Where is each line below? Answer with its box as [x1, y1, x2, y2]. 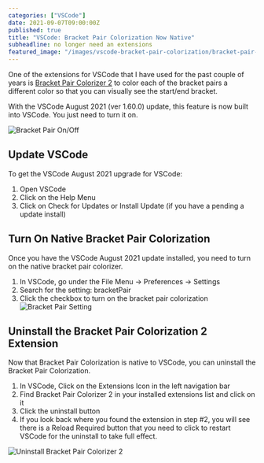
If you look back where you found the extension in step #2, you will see [19, 415, 251, 424]
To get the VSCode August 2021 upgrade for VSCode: [8, 169, 183, 178]
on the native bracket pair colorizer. [8, 261, 123, 271]
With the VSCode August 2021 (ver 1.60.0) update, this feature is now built [8, 102, 249, 111]
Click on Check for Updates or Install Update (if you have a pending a [19, 201, 245, 210]
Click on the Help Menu [19, 192, 96, 202]
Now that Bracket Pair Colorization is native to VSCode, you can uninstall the [8, 357, 256, 367]
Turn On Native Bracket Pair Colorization [8, 232, 211, 246]
